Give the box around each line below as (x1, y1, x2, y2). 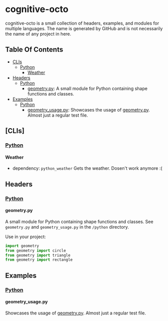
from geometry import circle (5, 248, 66, 253)
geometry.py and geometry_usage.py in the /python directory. (5, 224, 129, 230)
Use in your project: (5, 234, 46, 240)
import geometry (5, 243, 39, 248)
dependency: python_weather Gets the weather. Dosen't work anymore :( (12, 165, 162, 171)
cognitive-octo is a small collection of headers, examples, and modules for (5, 20, 159, 26)
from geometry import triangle (5, 253, 71, 258)
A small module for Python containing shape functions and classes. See (5, 219, 154, 225)
